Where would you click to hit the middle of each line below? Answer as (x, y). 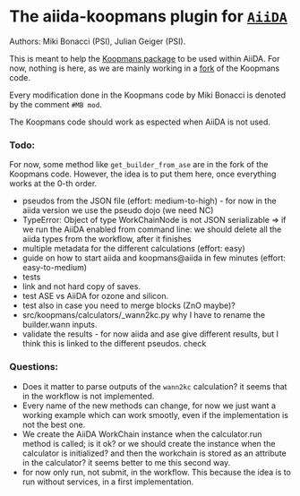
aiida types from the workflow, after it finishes (107, 239)
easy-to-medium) (55, 268)
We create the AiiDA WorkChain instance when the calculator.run (142, 434)
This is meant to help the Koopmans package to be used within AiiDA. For (145, 58)
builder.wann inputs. (60, 325)
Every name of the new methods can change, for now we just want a (149, 406)
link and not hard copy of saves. (81, 286)
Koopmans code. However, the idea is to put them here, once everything (143, 174)
